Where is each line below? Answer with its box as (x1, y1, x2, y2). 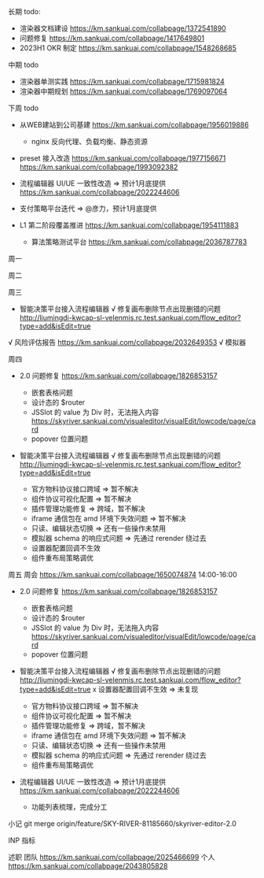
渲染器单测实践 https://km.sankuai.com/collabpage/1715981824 (19, 77, 225, 86)
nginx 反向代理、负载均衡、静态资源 (31, 137, 148, 146)
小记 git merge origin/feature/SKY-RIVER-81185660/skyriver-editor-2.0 (8, 819, 237, 828)
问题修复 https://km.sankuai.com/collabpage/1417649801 (19, 34, 205, 43)
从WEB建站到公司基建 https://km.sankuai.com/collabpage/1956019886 (19, 120, 249, 129)
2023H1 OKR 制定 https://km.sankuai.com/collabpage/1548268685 (19, 43, 237, 53)
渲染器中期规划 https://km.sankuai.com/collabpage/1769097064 (19, 87, 228, 96)
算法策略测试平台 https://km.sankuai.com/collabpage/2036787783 (31, 237, 247, 246)
